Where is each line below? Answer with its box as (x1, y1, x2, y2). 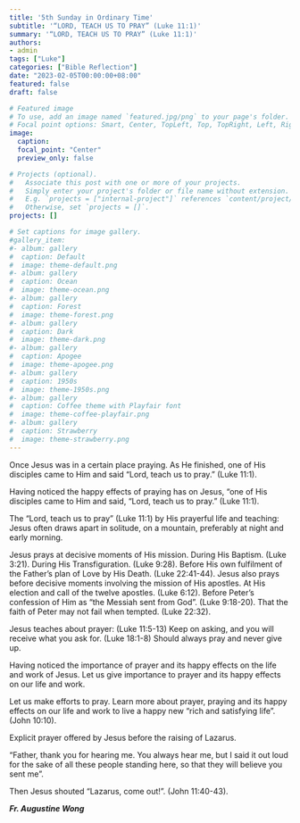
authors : (9, 37, 42, 47)
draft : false (9, 87, 58, 96)
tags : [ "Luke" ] (9, 54, 66, 63)
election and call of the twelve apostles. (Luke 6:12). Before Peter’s (9, 586, 254, 598)
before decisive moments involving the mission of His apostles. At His (9, 578, 266, 588)
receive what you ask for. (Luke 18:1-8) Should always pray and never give (9, 633, 283, 644)
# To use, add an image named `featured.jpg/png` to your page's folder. (9, 112, 290, 121)
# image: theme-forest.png (9, 310, 114, 320)
